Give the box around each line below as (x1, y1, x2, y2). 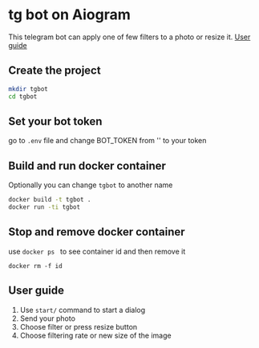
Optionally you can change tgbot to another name (8, 180, 173, 190)
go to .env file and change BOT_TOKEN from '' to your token (8, 136, 207, 146)
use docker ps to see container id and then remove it (8, 246, 186, 256)
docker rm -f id (8, 262, 63, 270)
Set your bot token (8, 114, 103, 128)
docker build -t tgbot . (8, 196, 91, 204)
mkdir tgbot (8, 85, 48, 93)
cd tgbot (8, 92, 38, 101)
